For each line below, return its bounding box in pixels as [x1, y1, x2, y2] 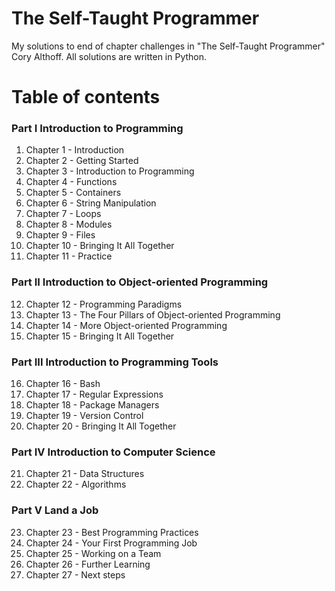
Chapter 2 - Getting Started [25, 155, 139, 167]
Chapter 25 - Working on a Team [25, 547, 162, 559]
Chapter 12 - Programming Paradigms [25, 298, 183, 310]
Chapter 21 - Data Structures [25, 468, 145, 480]
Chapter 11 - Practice [25, 250, 113, 262]
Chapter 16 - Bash [25, 378, 101, 390]
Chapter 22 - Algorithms [25, 478, 127, 491]
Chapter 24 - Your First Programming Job [25, 537, 198, 549]
